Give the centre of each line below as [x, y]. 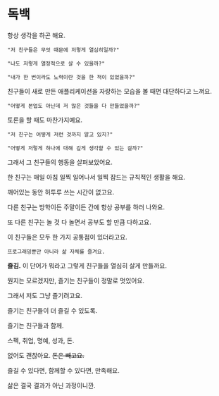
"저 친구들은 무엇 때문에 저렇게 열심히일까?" [63, 50]
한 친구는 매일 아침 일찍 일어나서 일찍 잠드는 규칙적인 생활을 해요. [96, 177]
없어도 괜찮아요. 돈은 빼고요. [46, 355]
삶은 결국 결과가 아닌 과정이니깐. [52, 385]
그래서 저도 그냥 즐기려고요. [45, 295]
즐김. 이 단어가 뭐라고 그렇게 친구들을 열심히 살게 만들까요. [87, 266]
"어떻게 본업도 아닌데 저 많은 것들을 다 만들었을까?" [74, 106]
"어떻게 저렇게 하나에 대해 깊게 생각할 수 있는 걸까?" [75, 148]
